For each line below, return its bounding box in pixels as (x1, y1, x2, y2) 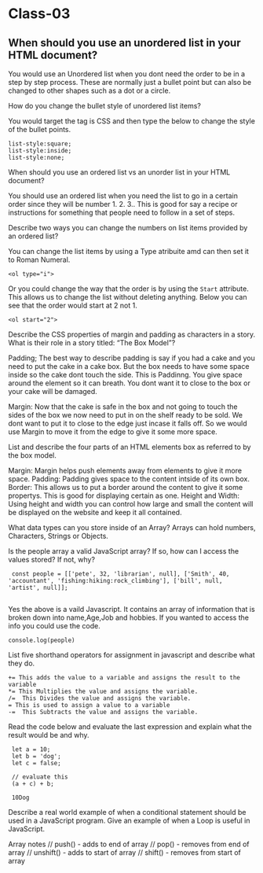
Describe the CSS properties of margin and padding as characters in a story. (8, 330, 256, 339)
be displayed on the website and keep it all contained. (8, 508, 182, 517)
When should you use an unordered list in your (8, 36, 241, 50)
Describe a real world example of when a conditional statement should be (8, 808, 247, 816)
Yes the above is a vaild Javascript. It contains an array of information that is (8, 605, 255, 613)
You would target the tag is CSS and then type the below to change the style (8, 116, 255, 126)
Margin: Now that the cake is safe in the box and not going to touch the (8, 402, 238, 411)
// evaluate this (11, 773, 68, 781)
